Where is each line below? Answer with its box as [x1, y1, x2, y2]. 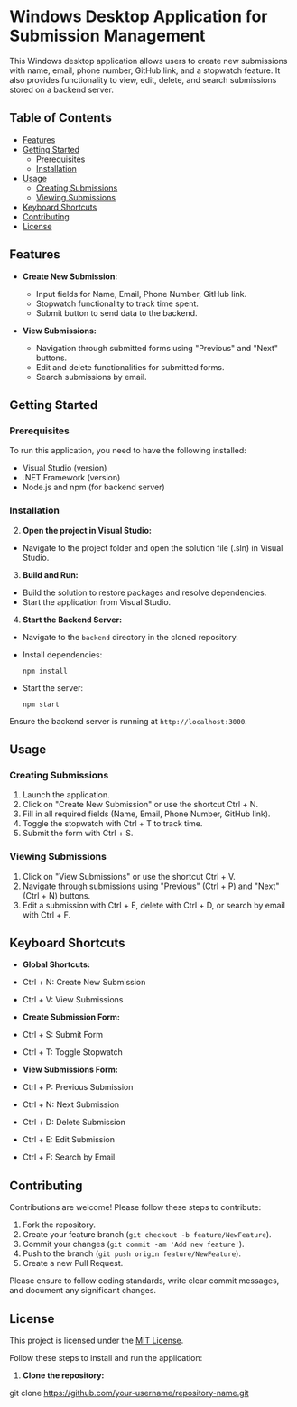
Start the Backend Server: [22, 614, 123, 625]
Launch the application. [22, 789, 110, 800]
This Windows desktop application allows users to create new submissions [9, 55, 288, 66]
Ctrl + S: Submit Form [22, 1030, 104, 1040]
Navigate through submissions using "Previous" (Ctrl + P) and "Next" [22, 881, 280, 891]
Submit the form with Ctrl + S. [22, 828, 134, 839]
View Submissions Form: [22, 1064, 119, 1076]
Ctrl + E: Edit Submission [22, 1134, 116, 1145]
